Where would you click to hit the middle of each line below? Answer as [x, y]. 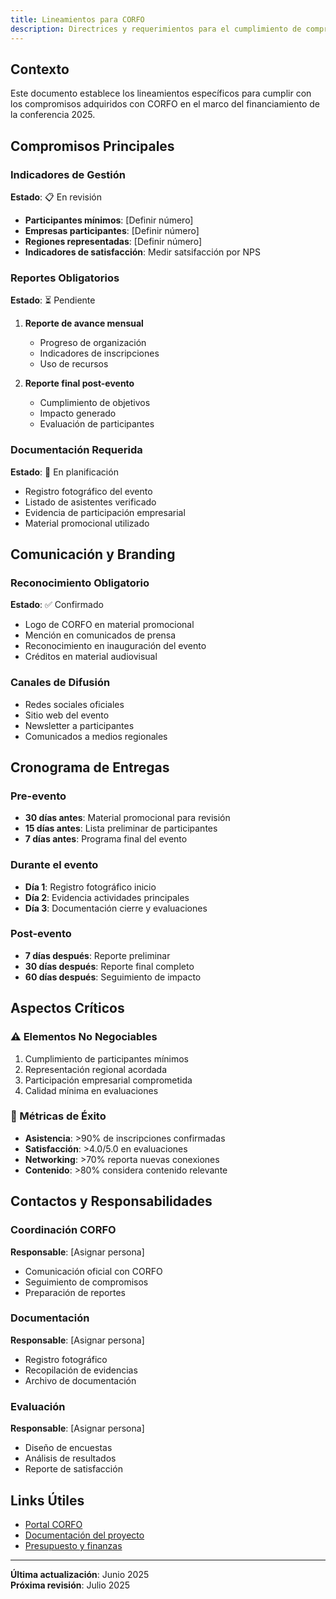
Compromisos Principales [92, 146]
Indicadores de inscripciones [99, 353]
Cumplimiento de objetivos [95, 403]
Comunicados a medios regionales [96, 736]
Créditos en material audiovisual [91, 657]
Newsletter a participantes [79, 725]
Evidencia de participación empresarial [105, 512]
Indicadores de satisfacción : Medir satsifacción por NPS [142, 252]
